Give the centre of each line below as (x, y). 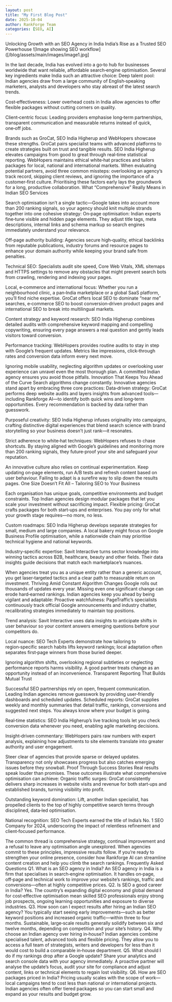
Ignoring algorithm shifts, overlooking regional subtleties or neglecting (79, 662)
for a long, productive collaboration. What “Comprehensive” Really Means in (86, 188)
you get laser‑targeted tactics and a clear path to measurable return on (80, 578)
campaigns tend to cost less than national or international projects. (87, 983)
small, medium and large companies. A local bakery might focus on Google (84, 531)
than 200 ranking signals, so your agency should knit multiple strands (79, 208)
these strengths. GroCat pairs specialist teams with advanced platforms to (83, 144)
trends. (13, 92)
